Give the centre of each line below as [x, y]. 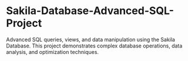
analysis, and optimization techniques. [52, 52]
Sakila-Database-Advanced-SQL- [90, 11]
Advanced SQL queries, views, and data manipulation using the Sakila [90, 39]
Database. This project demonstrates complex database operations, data [94, 46]
